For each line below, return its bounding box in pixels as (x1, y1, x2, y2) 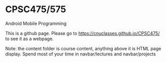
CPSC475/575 (5, 4, 66, 15)
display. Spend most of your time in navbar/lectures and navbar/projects (5, 51, 156, 57)
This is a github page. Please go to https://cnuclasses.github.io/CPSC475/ (5, 30, 160, 36)
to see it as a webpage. (5, 36, 54, 42)
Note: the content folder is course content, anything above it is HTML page (5, 45, 161, 51)
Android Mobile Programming (5, 20, 67, 26)
